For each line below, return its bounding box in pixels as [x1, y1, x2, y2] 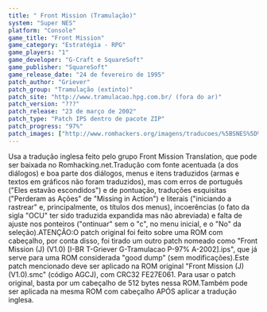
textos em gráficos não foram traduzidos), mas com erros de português [8, 176, 243, 187]
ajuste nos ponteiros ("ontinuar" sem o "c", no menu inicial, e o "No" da [8, 219, 242, 229]
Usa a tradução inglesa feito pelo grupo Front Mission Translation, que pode [8, 152, 257, 161]
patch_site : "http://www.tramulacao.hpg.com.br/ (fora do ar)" [8, 93, 222, 101]
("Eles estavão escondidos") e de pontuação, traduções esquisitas [8, 185, 226, 195]
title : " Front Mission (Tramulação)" [8, 11, 137, 20]
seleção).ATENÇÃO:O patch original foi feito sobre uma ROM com [8, 227, 223, 237]
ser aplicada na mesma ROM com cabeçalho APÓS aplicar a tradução [8, 287, 237, 296]
